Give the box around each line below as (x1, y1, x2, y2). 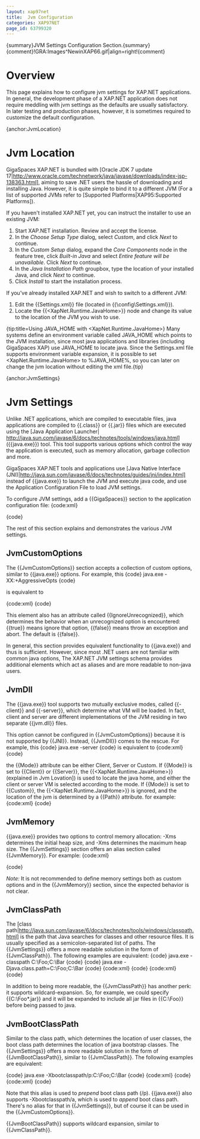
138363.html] (6, 179, 39, 186)
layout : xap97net (6, 8, 49, 15)
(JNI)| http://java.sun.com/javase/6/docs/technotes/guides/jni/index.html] (6, 471, 186, 479)
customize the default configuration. (6, 114, 95, 121)
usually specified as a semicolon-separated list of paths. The (6, 939, 156, 946)
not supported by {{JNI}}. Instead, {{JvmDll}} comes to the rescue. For (6, 737, 180, 744)
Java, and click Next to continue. (14, 272, 96, 279)
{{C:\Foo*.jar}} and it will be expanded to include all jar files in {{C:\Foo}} (6, 995, 184, 1003)
